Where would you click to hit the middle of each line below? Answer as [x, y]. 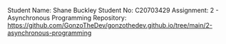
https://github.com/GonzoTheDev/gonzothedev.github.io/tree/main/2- [110, 25]
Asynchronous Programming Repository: [67, 18]
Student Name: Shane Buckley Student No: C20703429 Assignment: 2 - [113, 10]
